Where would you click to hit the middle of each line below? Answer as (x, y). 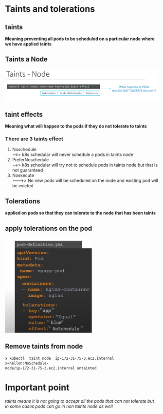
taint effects (24, 114)
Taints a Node (26, 59)
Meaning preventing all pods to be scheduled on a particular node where (80, 39)
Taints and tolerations (50, 9)
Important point (37, 387)
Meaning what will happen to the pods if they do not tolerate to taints (76, 126)
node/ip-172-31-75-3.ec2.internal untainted (51, 368)
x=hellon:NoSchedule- (27, 363)
